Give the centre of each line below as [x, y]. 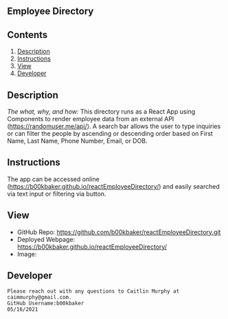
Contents [27, 35]
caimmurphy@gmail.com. [39, 298]
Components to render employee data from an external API [91, 119]
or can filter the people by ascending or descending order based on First [110, 134]
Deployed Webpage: [46, 239]
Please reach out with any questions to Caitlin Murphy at [93, 291]
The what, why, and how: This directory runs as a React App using [101, 112]
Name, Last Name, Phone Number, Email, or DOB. [77, 141]
